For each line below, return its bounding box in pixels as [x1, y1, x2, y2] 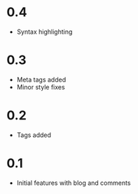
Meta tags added [16, 75, 67, 84]
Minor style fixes [16, 82, 65, 91]
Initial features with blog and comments [16, 179, 131, 187]
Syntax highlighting [16, 27, 73, 36]
